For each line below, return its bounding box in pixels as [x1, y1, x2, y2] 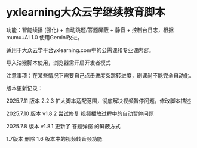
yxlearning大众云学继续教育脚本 [6, 5, 165, 19]
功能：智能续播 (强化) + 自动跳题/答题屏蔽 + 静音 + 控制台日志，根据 [6, 26, 174, 33]
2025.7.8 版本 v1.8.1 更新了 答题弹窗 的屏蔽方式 [6, 122, 121, 129]
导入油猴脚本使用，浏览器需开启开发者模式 [6, 59, 111, 66]
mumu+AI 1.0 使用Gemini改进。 [6, 33, 83, 41]
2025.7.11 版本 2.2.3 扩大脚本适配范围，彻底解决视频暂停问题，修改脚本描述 [6, 97, 192, 104]
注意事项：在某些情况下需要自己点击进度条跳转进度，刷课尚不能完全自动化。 [6, 72, 195, 79]
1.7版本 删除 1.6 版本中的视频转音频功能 [6, 135, 103, 142]
